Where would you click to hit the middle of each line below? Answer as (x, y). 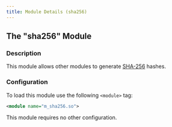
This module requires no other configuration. (62, 117)
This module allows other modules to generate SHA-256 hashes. (86, 66)
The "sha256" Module (49, 36)
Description (24, 53)
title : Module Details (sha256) (47, 12)
